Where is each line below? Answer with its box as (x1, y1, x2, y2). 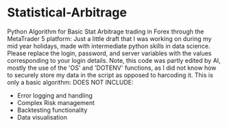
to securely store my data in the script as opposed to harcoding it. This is (7, 70, 214, 79)
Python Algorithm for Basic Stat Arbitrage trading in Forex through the (7, 27, 204, 36)
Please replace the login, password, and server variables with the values (7, 49, 212, 57)
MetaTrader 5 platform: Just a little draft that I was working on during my (7, 34, 212, 42)
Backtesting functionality (16, 106, 88, 114)
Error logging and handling (16, 91, 93, 100)
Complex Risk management (16, 98, 95, 107)
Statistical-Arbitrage (7, 5, 127, 20)
